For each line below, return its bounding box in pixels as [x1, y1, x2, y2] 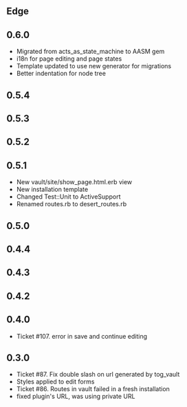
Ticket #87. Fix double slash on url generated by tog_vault [16, 370, 180, 379]
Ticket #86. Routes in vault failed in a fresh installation [16, 385, 170, 393]
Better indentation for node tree [16, 69, 106, 78]
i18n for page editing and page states [16, 54, 122, 63]
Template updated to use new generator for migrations [16, 62, 172, 70]
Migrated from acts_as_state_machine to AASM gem [16, 48, 165, 56]
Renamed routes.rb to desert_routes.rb [16, 200, 127, 208]
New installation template [16, 186, 89, 194]
